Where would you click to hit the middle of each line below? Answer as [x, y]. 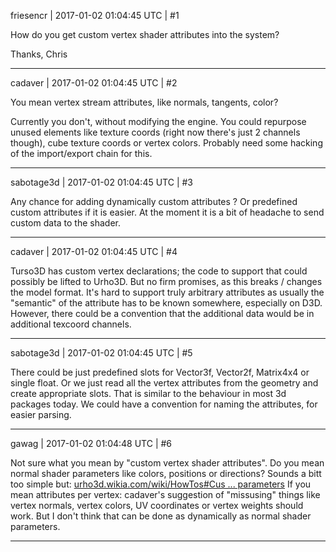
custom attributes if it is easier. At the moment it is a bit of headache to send [167, 212]
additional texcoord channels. [71, 324]
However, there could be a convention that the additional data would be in [162, 313]
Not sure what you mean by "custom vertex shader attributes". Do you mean [167, 463]
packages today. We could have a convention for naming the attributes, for [164, 404]
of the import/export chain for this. [81, 153]
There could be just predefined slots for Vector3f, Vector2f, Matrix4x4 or [160, 372]
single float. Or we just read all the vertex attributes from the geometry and [164, 383]
